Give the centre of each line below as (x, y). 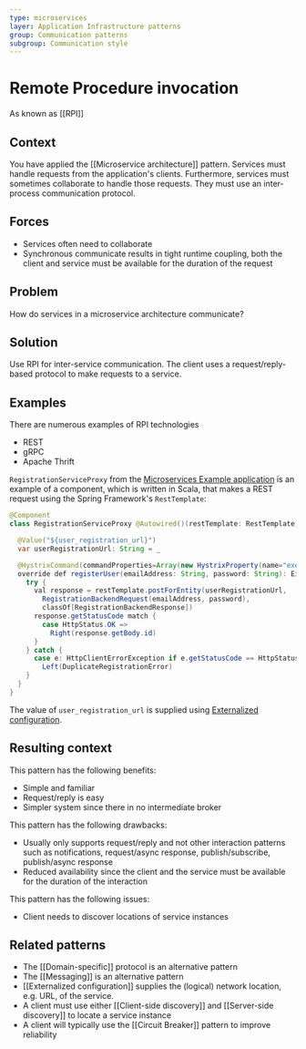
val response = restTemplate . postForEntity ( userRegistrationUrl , (160, 591)
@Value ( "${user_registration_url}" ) (87, 540)
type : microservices (49, 18)
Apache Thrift (48, 462)
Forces (30, 222)
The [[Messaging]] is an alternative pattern (103, 977)
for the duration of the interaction (85, 881)
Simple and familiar (59, 787)
